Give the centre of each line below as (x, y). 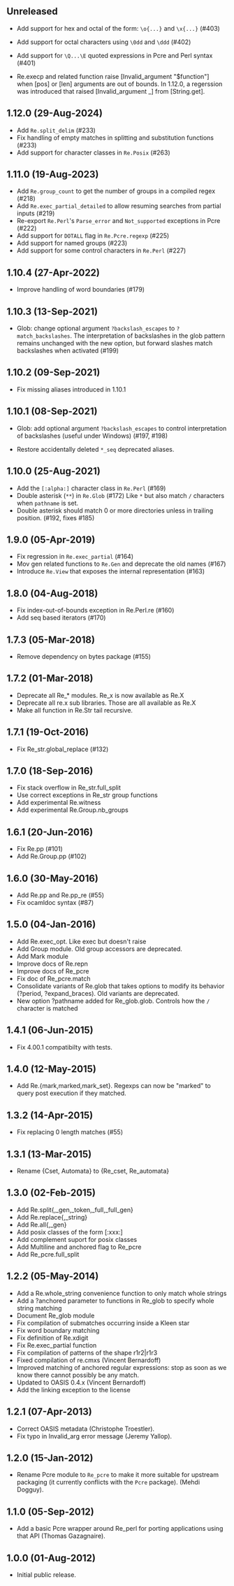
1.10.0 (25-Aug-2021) (53, 471)
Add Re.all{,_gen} (42, 1224)
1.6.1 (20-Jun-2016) (50, 832)
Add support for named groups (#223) (72, 243)
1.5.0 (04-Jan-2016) (51, 925)
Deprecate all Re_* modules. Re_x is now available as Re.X (100, 695)
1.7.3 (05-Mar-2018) (51, 640)
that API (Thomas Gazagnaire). (61, 1536)
